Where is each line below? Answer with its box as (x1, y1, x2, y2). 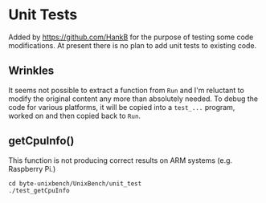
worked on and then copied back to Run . (8, 111, 141, 120)
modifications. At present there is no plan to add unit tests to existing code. (8, 40, 257, 50)
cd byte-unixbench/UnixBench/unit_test (8, 179, 142, 188)
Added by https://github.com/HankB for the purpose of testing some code (8, 32, 254, 42)
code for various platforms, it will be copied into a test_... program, (8, 102, 235, 112)
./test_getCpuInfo (8, 186, 70, 194)
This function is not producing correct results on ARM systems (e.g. (8, 155, 233, 165)
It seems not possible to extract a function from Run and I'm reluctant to (8, 85, 245, 95)
